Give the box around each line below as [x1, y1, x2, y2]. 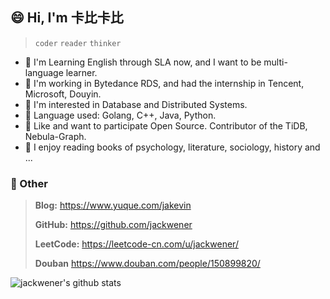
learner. [65, 66, 98, 78]
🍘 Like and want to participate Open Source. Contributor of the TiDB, [24, 119, 308, 132]
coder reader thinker [34, 38, 122, 48]
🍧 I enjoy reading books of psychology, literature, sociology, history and [24, 141, 321, 153]
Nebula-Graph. [24, 130, 87, 142]
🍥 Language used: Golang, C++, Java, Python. [24, 109, 217, 121]
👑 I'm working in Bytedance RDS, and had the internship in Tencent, [24, 77, 305, 89]
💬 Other [10, 176, 48, 190]
